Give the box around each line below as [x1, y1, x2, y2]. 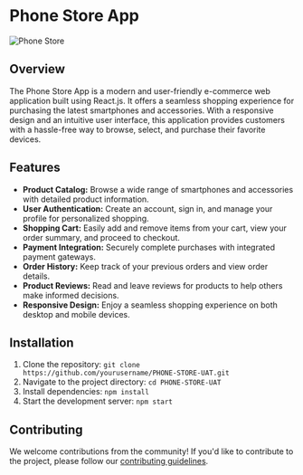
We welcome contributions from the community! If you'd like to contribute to [9, 446, 294, 457]
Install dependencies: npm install [22, 386, 149, 397]
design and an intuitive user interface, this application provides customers [9, 114, 285, 125]
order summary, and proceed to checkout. [22, 232, 181, 242]
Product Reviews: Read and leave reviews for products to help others [22, 280, 283, 290]
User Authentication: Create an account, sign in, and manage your [22, 203, 273, 214]
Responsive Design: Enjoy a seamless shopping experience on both [22, 299, 279, 310]
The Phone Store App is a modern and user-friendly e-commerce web [9, 85, 271, 96]
